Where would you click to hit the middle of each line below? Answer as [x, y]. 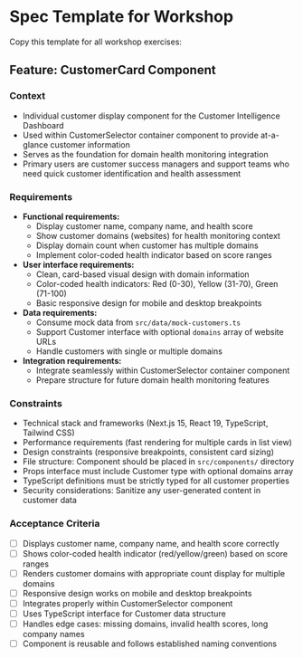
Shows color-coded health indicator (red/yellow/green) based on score [155, 553]
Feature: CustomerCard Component [113, 70]
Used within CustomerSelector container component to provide [141, 135]
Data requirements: [60, 312]
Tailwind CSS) [48, 433]
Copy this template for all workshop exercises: [96, 42]
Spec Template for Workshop [121, 17]
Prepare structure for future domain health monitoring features [152, 380]
